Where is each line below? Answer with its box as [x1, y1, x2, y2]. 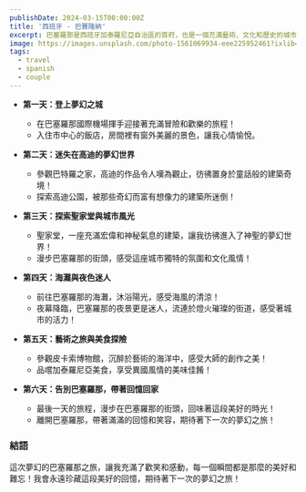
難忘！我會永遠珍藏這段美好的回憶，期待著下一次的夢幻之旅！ [9, 473, 241, 484]
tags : [9, 47, 30, 56]
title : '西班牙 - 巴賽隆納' [9, 22, 107, 31]
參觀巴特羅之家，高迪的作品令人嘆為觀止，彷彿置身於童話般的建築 [36, 168, 284, 179]
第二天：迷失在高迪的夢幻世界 [22, 149, 135, 159]
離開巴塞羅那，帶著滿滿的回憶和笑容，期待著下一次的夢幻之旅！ [36, 414, 276, 425]
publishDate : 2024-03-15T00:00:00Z [9, 13, 145, 23]
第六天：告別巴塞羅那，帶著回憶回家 [22, 384, 159, 395]
